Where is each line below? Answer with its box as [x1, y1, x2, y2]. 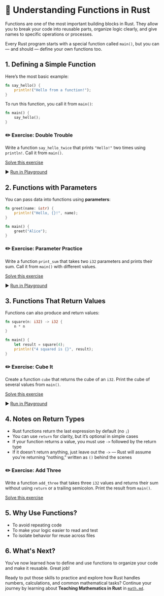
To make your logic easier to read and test [12, 527, 98, 533]
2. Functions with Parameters [5, 183, 98, 192]
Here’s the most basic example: [5, 73, 69, 79]
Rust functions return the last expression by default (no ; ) [12, 428, 130, 434]
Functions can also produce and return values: [5, 310, 99, 316]
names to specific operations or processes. [5, 31, 94, 37]
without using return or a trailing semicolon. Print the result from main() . [5, 485, 152, 491]
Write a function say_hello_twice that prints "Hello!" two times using [5, 145, 146, 151]
